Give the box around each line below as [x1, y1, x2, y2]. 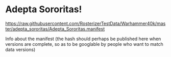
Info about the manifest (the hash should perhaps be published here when [5, 36, 161, 42]
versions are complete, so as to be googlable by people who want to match [5, 41, 163, 47]
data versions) [5, 46, 36, 52]
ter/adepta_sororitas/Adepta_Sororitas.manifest [5, 25, 105, 32]
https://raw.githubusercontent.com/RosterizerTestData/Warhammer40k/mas [5, 20, 166, 26]
